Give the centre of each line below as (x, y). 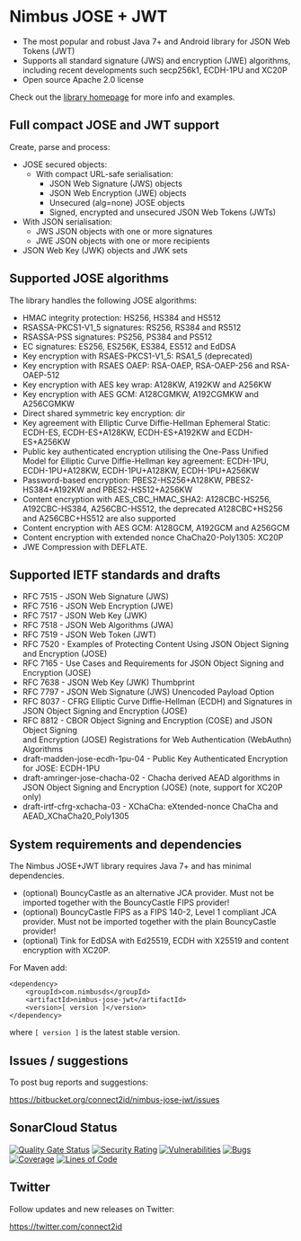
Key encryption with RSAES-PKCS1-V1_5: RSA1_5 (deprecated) (137, 356)
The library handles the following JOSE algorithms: (103, 300)
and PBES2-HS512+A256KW (140, 489)
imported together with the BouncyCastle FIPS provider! (126, 903)
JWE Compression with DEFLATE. (85, 546)
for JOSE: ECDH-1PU (61, 768)
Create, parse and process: (60, 146)
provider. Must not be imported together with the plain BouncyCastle (149, 922)
